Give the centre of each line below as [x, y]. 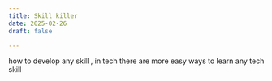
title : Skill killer [43, 16]
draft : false [30, 31]
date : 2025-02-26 [38, 23]
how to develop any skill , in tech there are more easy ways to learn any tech [136, 61]
